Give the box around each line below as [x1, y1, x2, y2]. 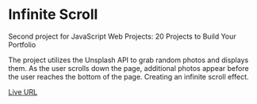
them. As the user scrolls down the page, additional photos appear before [8, 63, 249, 72]
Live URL [8, 87, 38, 96]
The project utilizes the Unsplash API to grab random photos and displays [8, 55, 249, 65]
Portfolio [8, 39, 36, 49]
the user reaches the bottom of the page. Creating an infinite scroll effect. [8, 72, 249, 81]
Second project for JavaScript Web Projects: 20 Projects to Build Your [8, 32, 236, 41]
